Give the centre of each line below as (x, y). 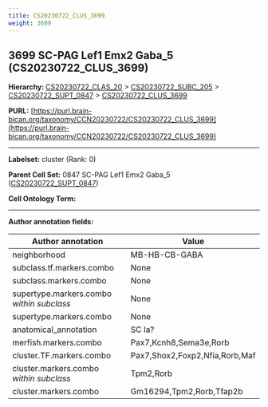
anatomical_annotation (55, 330)
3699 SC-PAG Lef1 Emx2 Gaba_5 (91, 55)
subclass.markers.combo (59, 281)
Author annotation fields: (51, 222)
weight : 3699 (30, 23)
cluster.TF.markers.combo (62, 356)
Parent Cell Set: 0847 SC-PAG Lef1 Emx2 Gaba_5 (89, 175)
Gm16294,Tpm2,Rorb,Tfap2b (187, 392)
